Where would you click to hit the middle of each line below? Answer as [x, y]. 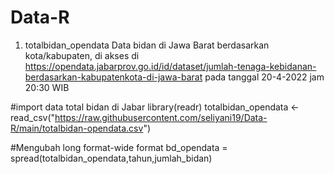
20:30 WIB [47, 87]
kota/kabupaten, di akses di [82, 55]
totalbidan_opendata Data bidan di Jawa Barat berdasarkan [147, 45]
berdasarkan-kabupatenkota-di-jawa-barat [113, 77]
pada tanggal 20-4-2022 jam [264, 77]
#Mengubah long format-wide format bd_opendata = [119, 147]
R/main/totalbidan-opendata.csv [77, 128]
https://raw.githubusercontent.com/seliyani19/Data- [161, 117]
